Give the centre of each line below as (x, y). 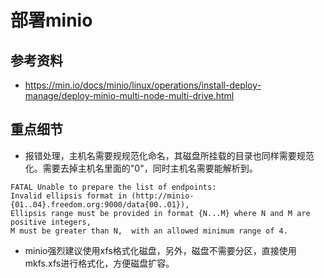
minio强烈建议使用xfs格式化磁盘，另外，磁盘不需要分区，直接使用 (160, 250)
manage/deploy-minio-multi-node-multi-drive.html (129, 95)
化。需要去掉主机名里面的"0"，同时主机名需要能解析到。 (141, 168)
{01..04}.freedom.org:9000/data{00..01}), (100, 204)
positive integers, (51, 222)
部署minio (51, 20)
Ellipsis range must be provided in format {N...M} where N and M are (160, 213)
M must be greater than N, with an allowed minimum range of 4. (149, 231)
